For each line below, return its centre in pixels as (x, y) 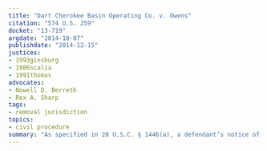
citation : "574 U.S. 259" (51, 23)
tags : (17, 105)
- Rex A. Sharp (34, 97)
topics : (21, 120)
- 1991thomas (30, 75)
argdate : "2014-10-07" (46, 38)
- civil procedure (39, 127)
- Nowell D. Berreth (43, 90)
